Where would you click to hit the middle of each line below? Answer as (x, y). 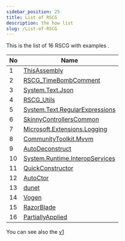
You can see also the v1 (35, 232)
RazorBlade (40, 207)
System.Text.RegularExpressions (70, 110)
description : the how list (40, 23)
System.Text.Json (48, 90)
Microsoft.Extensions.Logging (65, 129)
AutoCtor (36, 178)
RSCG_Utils (39, 100)
